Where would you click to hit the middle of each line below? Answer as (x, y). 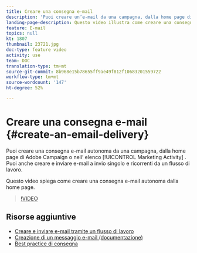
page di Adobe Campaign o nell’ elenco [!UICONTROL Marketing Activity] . (96, 157)
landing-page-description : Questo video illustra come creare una (89, 22)
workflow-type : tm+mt (33, 77)
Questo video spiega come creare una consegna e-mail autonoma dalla (92, 181)
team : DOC (18, 60)
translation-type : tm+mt (36, 66)
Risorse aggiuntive (41, 217)
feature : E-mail (26, 28)
